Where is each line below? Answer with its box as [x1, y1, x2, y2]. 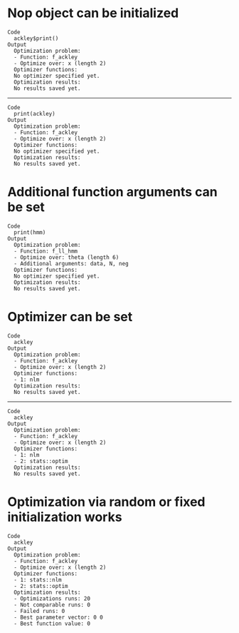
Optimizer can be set [7, 309, 133, 325]
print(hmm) [14, 228, 46, 236]
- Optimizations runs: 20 [14, 594, 91, 602]
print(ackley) [14, 110, 55, 117]
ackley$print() [14, 34, 59, 42]
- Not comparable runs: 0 [14, 601, 91, 608]
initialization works [7, 509, 122, 525]
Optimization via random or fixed [7, 494, 206, 510]
